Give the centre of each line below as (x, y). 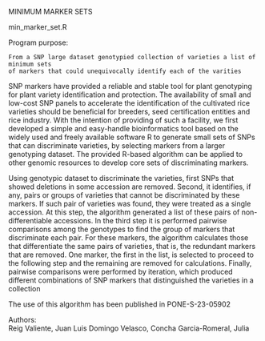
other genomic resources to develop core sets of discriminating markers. (128, 162)
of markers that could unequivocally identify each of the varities (125, 71)
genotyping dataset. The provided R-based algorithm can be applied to (125, 154)
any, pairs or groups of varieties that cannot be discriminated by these (124, 195)
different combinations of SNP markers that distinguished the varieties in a (131, 280)
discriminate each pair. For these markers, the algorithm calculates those (128, 238)
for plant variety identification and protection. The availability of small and (130, 94)
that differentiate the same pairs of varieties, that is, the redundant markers (132, 246)
